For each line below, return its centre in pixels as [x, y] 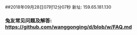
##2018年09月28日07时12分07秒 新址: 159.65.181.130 [58, 7]
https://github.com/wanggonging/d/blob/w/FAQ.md [68, 27]
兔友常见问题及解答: [29, 21]
